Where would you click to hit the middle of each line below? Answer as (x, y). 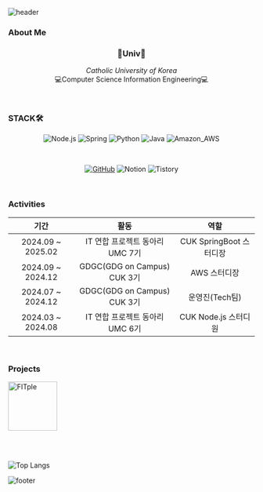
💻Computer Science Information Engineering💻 (131, 79)
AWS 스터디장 (215, 272)
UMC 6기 (125, 328)
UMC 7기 (125, 253)
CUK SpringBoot (210, 241)
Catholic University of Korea (131, 71)
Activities (27, 204)
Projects (24, 369)
